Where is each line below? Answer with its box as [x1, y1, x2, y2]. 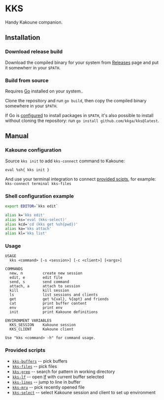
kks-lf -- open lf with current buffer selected [12, 373, 104, 379]
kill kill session [9, 288, 69, 293]
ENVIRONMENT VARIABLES [5, 318, 52, 323]
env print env [9, 306, 63, 310]
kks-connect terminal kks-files [5, 181, 71, 186]
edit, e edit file [9, 275, 63, 280]
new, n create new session [9, 271, 83, 276]
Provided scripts [5, 347, 46, 354]
